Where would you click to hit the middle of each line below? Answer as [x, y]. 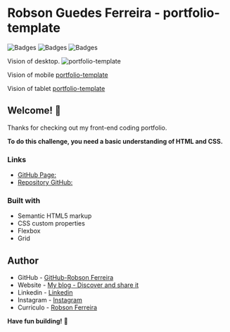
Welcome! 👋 [34, 111]
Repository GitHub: [45, 183]
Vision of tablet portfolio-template [56, 88]
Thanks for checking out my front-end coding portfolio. [87, 128]
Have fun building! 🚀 [38, 321]
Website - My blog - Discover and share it [78, 285]
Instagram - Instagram [50, 300]
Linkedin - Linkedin [45, 293]
